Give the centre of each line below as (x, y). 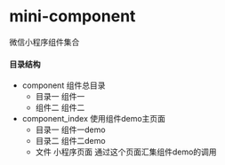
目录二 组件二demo (70, 141)
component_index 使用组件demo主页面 (94, 119)
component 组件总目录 (64, 85)
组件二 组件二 (60, 107)
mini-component (72, 16)
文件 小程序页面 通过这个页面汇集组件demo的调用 (126, 152)
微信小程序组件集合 (44, 42)
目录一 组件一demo (70, 130)
